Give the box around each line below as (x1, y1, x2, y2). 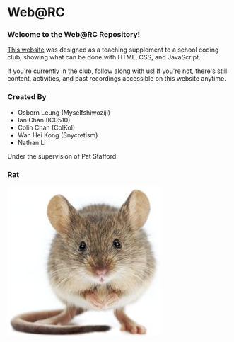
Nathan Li (17, 138, 46, 147)
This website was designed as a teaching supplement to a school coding (7, 45, 219, 54)
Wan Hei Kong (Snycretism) (17, 130, 98, 139)
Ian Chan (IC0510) (17, 115, 71, 124)
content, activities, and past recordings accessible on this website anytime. (7, 74, 226, 83)
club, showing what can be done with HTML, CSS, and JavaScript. (7, 53, 201, 62)
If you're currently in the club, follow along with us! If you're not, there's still (7, 67, 228, 75)
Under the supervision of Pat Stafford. (7, 152, 118, 160)
